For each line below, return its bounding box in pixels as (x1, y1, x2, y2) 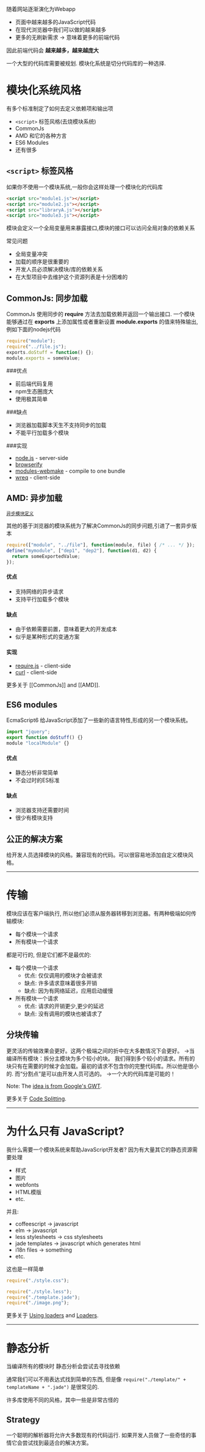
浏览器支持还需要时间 (15, 807, 69, 814)
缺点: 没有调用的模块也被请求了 (24, 1010, 103, 1018)
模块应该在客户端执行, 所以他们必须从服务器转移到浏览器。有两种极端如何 (6, 910, 191, 917)
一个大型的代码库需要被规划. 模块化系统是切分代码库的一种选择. (6, 60, 167, 67)
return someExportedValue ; (12, 554, 81, 560)
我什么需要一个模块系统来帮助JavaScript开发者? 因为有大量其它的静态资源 (6, 1146, 193, 1153)
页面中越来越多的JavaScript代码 (15, 18, 96, 26)
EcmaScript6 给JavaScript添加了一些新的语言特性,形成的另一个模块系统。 (6, 717, 192, 724)
